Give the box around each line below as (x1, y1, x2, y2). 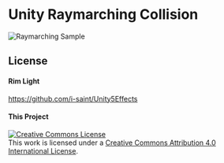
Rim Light (8, 76, 40, 86)
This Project (8, 112, 49, 121)
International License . (8, 146, 79, 155)
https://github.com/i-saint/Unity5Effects (8, 94, 138, 103)
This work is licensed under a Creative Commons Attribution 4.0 (8, 138, 217, 147)
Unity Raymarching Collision (8, 6, 199, 24)
